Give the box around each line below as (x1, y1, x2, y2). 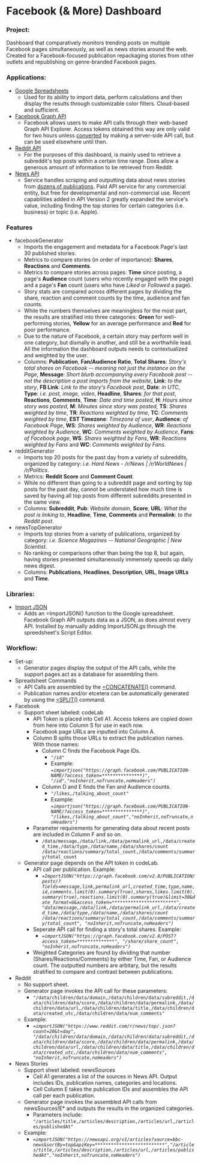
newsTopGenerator (14, 524, 62, 531)
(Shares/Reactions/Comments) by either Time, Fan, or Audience (32, 955, 191, 962)
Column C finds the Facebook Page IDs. (41, 747, 141, 754)
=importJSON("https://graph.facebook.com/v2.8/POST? (41, 933, 177, 939)
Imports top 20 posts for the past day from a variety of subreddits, (23, 454, 188, 461)
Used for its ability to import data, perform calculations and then (23, 93, 183, 100)
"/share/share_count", (122, 938, 179, 944)
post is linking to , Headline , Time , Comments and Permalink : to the (23, 511, 192, 519)
